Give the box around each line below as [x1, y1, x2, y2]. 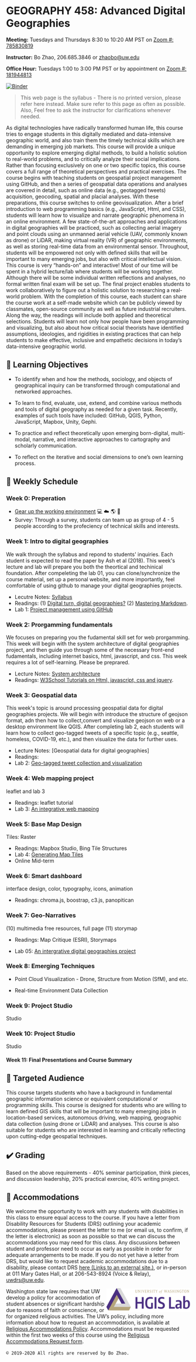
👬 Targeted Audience [6, 1073, 85, 1083]
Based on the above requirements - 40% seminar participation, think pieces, [6, 1169, 190, 1176]
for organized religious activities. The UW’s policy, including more [6, 1313, 164, 1320]
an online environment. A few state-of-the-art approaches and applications [6, 217, 187, 225]
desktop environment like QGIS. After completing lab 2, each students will [6, 723, 184, 730]
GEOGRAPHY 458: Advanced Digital [6, 4, 185, 18]
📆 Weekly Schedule [6, 477, 78, 487]
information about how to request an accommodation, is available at [6, 1319, 170, 1326]
